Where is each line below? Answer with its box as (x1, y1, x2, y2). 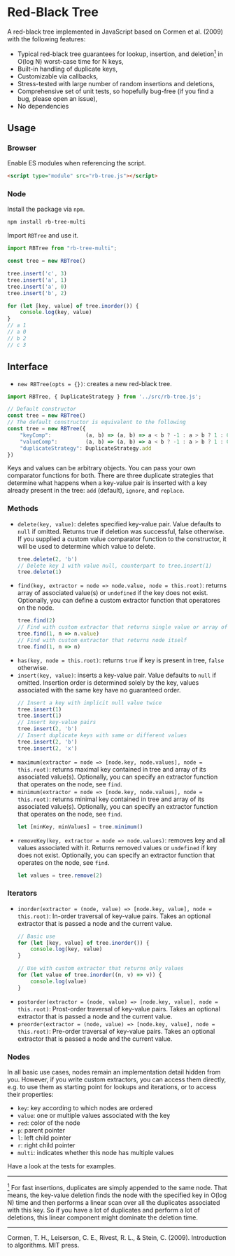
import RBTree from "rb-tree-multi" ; (7, 245, 117, 252)
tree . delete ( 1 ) (17, 568, 62, 575)
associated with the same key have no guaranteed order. (17, 685, 181, 694)
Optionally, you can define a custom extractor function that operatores (17, 596, 220, 605)
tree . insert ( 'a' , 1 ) (7, 276, 68, 284)
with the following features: (7, 34, 86, 43)
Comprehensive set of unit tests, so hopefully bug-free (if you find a (17, 87, 215, 95)
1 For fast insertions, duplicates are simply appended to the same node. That (7, 1182, 227, 1192)
